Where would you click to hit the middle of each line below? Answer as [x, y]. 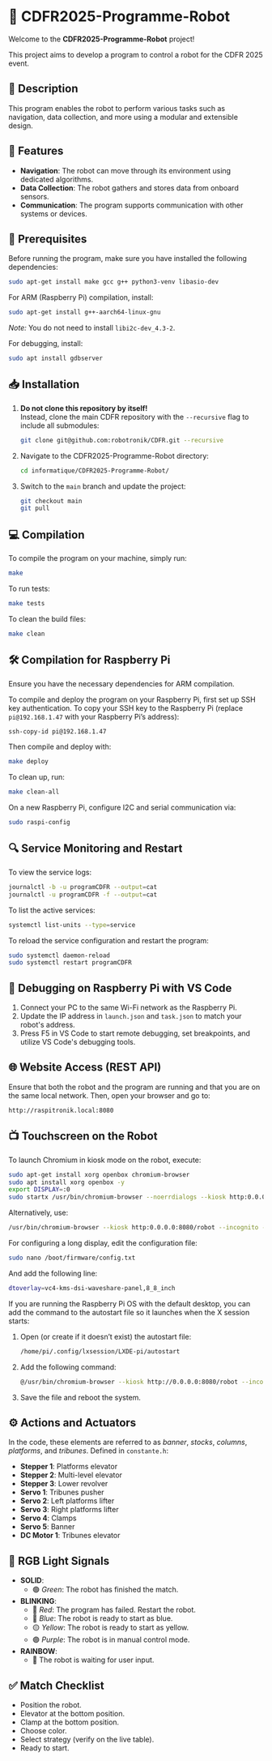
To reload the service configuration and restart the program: [108, 940]
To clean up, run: [36, 777]
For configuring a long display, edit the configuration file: [103, 1243]
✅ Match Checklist [56, 1685]
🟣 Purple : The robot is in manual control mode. [111, 1639]
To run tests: [29, 588]
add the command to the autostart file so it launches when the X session [129, 1312]
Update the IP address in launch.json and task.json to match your [131, 1016]
